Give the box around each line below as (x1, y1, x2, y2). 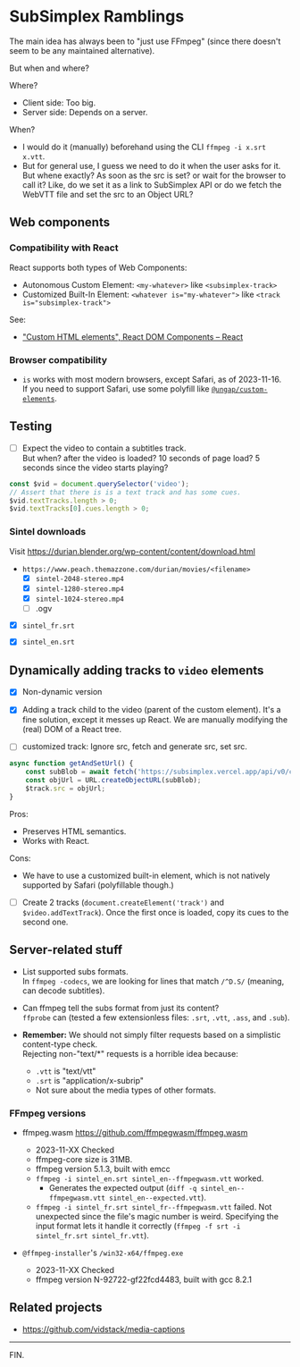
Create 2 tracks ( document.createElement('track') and (21, 897, 225, 907)
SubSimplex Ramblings (9, 6, 185, 27)
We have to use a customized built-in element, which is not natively (21, 870, 271, 881)
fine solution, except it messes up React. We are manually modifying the (21, 714, 288, 725)
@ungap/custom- (211, 384, 268, 394)
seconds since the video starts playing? (21, 462, 169, 473)
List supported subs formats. (21, 966, 129, 976)
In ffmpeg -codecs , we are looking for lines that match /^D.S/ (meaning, (21, 975, 285, 986)
